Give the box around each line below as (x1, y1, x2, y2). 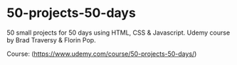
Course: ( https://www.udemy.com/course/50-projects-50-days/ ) (6, 49, 197, 58)
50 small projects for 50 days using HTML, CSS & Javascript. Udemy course (6, 28, 231, 37)
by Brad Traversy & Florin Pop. (6, 35, 97, 44)
